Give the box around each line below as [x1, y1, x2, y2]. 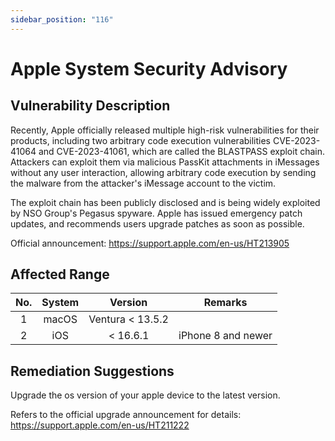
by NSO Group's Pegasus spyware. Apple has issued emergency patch [10, 207, 303, 219]
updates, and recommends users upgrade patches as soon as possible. [10, 217, 305, 230]
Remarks [203, 296, 248, 310]
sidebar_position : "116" [10, 14, 114, 25]
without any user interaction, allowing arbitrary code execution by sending [10, 166, 317, 178]
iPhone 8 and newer [178, 329, 273, 343]
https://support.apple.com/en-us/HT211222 [10, 419, 190, 431]
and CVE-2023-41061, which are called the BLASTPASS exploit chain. [38, 145, 326, 157]
